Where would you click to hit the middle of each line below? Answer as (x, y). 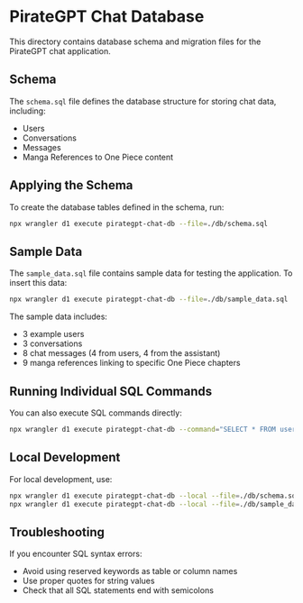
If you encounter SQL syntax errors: (76, 554)
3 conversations (52, 343)
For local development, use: (61, 479)
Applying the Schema (71, 185)
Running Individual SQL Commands (111, 391)
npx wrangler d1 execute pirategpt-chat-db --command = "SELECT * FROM (143, 429)
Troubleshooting (57, 532)
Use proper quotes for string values (88, 581)
